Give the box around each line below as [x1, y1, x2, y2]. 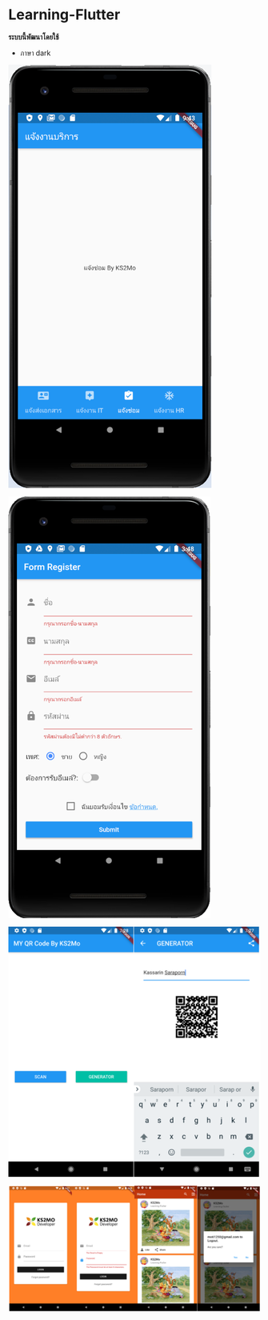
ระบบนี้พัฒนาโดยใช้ [8, 32, 59, 42]
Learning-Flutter [8, 6, 121, 24]
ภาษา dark [19, 48, 51, 58]
